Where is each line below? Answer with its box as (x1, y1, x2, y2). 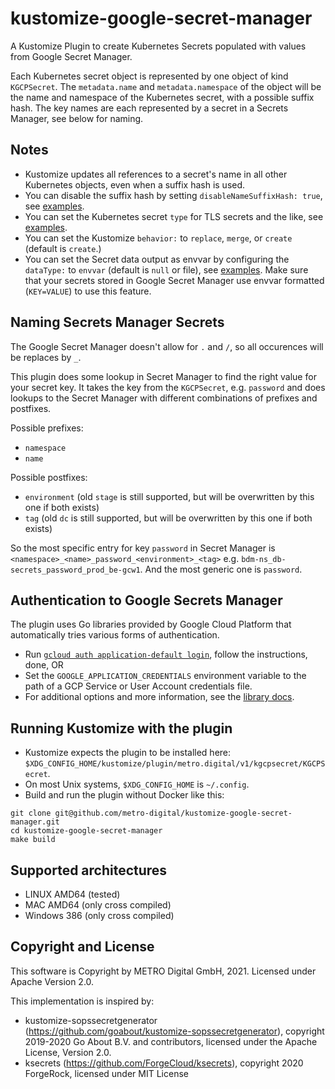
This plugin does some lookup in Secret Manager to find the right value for (10, 370, 317, 382)
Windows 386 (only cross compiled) (24, 910, 175, 921)
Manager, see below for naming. (10, 112, 144, 124)
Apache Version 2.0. (10, 975, 95, 987)
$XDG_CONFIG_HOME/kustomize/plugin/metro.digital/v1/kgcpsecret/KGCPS (24, 759, 326, 769)
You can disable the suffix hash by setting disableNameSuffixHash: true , (24, 189, 323, 201)
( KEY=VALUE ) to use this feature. (24, 285, 152, 297)
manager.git (10, 817, 60, 827)
